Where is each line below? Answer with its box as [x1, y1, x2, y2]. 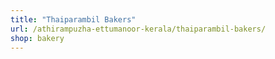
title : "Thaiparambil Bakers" [10, 14, 137, 25]
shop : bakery [10, 33, 65, 43]
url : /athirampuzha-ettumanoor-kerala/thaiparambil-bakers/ [10, 24, 267, 34]
